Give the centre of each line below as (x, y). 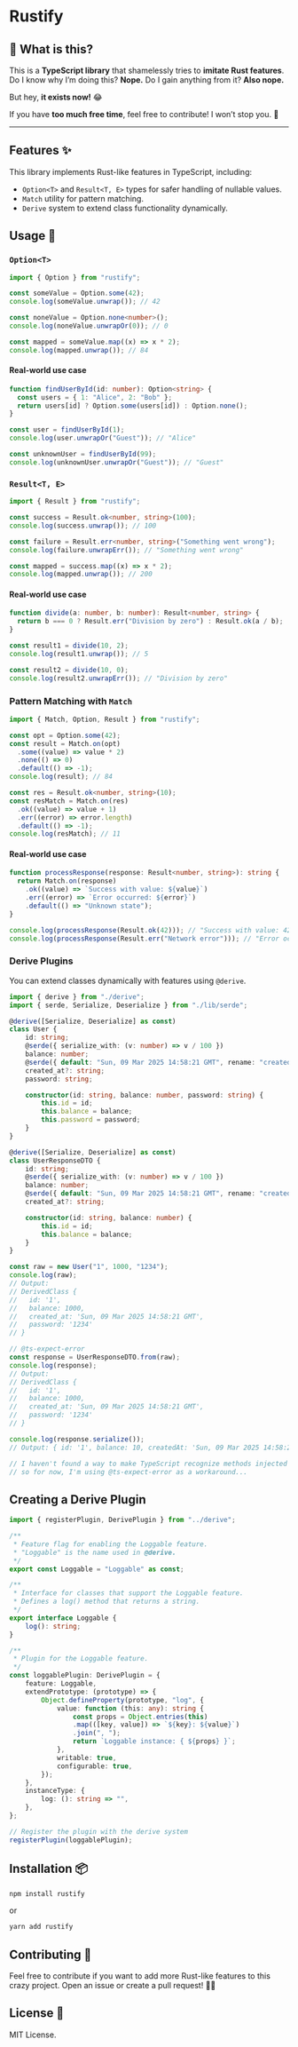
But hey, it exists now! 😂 (56, 97)
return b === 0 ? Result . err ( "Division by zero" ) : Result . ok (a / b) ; (150, 622)
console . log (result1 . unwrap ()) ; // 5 (79, 654)
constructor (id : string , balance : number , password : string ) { (145, 1095)
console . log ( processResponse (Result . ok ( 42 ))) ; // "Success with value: (144, 930)
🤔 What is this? (51, 49)
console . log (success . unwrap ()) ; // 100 (83, 526)
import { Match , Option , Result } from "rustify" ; (105, 719)
